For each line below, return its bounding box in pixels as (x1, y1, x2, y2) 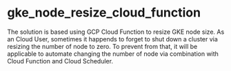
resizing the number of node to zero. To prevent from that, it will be (7, 42, 198, 50)
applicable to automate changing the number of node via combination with (7, 50, 219, 58)
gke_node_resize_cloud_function (7, 5, 201, 21)
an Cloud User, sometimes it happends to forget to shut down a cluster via (7, 34, 219, 43)
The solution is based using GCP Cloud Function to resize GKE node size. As (7, 28, 225, 36)
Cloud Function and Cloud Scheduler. (7, 57, 114, 65)
